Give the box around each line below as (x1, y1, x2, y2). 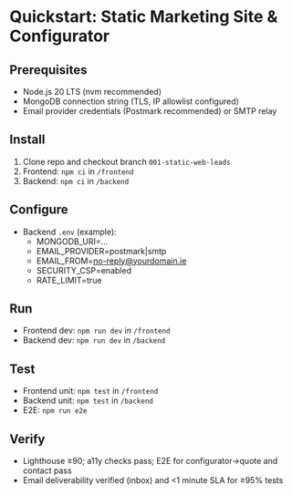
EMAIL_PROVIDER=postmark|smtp (36, 245, 167, 256)
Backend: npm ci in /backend (22, 175, 130, 186)
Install (9, 132, 46, 148)
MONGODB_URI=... (36, 235, 109, 247)
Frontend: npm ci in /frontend (22, 166, 134, 177)
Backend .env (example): (22, 226, 117, 237)
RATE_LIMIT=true (36, 274, 102, 285)
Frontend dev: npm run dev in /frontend (22, 325, 171, 336)
